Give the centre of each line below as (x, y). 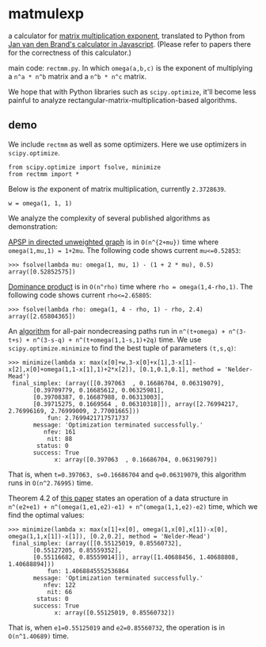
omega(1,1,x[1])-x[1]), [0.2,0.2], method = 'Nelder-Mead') (110, 536)
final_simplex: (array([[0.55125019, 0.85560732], (97, 543)
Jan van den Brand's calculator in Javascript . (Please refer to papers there (130, 44)
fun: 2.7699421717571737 (88, 418)
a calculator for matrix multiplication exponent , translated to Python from (127, 36)
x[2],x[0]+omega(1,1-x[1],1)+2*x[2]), (72, 369)
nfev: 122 (60, 585)
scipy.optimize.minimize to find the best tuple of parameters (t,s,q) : (122, 348)
